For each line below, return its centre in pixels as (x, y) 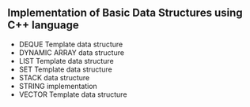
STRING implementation (58, 86)
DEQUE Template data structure (71, 44)
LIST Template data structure (66, 61)
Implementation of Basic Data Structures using (125, 13)
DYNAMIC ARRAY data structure (71, 52)
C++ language (44, 26)
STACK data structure (54, 77)
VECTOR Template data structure (73, 94)
